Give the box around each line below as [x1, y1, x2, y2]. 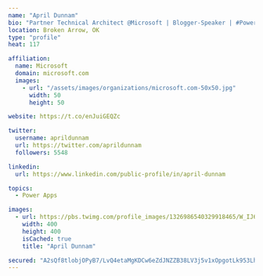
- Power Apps [15, 191, 58, 200]
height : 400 [22, 227, 61, 235]
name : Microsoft [15, 62, 68, 71]
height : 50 [28, 99, 65, 107]
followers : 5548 [15, 148, 68, 157]
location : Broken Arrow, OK [8, 26, 100, 34]
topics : [8, 184, 34, 192]
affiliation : [8, 55, 51, 63]
